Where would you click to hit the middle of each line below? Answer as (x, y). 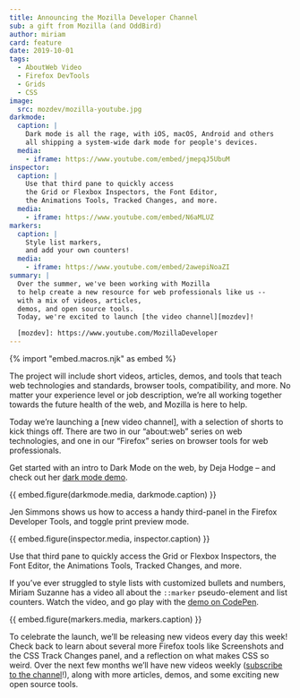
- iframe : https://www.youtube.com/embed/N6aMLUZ (120, 217)
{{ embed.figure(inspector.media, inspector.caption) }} (110, 539)
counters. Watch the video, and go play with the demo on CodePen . (134, 602)
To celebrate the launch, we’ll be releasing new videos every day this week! (149, 637)
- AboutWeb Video (50, 68)
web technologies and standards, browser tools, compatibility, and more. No (150, 385)
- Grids (32, 84)
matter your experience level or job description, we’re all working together (146, 395)
